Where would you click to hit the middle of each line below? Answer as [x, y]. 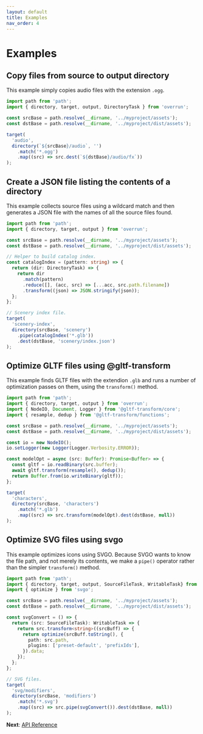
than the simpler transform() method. [53, 567]
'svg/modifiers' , [34, 690]
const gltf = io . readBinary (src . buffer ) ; [65, 465]
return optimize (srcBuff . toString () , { [73, 634]
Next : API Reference [32, 724]
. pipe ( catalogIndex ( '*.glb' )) [56, 335]
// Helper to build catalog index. [51, 257]
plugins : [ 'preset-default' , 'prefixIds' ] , [84, 646]
